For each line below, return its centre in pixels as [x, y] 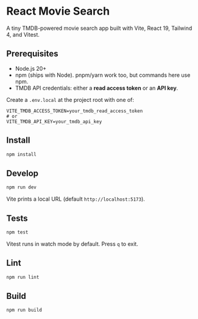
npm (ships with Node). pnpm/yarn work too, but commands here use [103, 75]
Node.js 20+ [31, 68]
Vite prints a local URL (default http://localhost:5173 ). [76, 199]
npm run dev [21, 187]
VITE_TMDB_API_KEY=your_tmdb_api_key [54, 121]
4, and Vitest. [23, 34]
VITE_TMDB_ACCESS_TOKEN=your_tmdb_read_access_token [75, 111]
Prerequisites [32, 54]
